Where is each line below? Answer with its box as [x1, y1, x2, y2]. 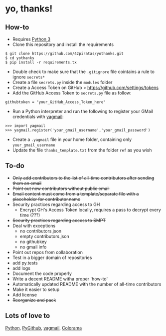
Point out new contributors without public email [12, 185, 110, 191]
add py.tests [12, 259, 38, 265]
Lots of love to [5, 311, 50, 320]
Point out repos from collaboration [12, 249, 83, 255]
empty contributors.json [19, 233, 70, 239]
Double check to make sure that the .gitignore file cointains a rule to [12, 68, 155, 74]
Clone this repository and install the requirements [12, 41, 114, 47]
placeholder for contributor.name [12, 196, 81, 202]
